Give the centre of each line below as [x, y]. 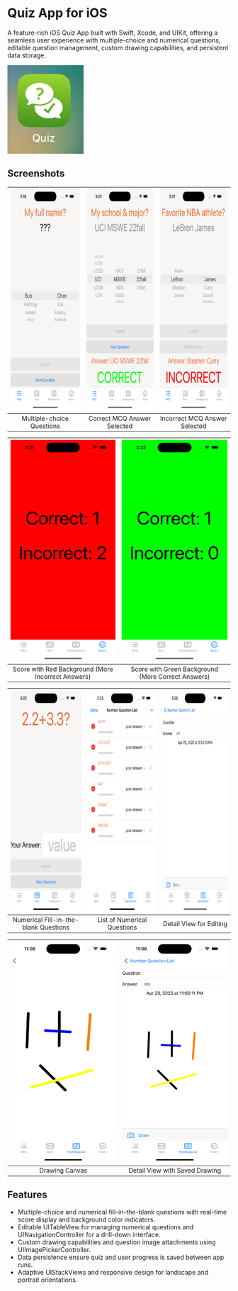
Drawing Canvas [63, 1171]
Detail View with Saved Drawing [175, 1171]
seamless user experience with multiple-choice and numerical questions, [114, 40]
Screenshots [36, 174]
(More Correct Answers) [175, 676]
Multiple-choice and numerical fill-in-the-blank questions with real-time [122, 1212]
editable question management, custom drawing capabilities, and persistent [118, 47]
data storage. [27, 55]
